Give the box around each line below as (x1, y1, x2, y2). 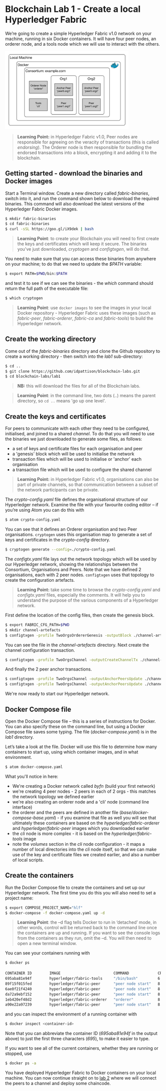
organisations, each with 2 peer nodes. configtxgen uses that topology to (5, 572, 155, 578)
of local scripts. (12, 857, 44, 863)
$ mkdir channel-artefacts (5, 627, 61, 632)
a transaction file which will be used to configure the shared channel (12, 467, 152, 473)
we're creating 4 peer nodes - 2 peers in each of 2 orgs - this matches (12, 788, 157, 794)
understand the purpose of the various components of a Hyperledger (17, 597, 159, 603)
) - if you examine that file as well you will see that (54, 815, 157, 820)
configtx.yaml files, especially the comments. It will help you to (17, 592, 145, 598)
